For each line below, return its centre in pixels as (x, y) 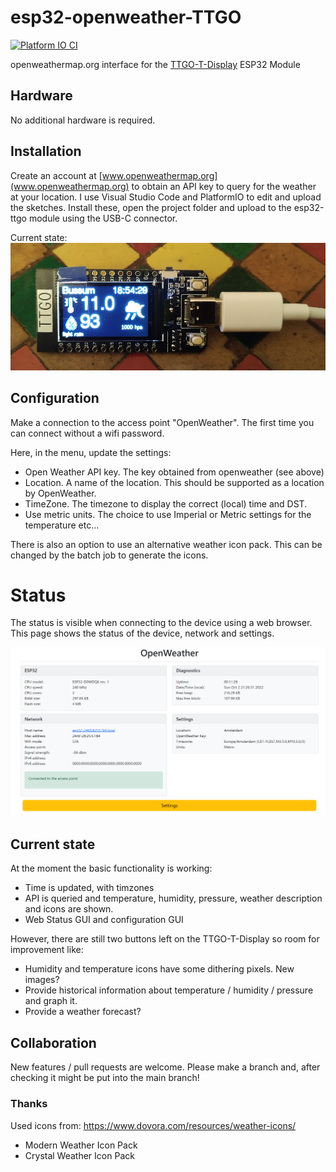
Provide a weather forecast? (83, 1012)
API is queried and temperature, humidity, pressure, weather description (173, 898)
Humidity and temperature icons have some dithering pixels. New (159, 969)
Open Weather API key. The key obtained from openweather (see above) (174, 472)
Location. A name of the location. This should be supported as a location (174, 482)
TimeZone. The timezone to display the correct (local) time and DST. (166, 503)
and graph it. (51, 1001)
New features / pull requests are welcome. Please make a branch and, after (165, 1067)
